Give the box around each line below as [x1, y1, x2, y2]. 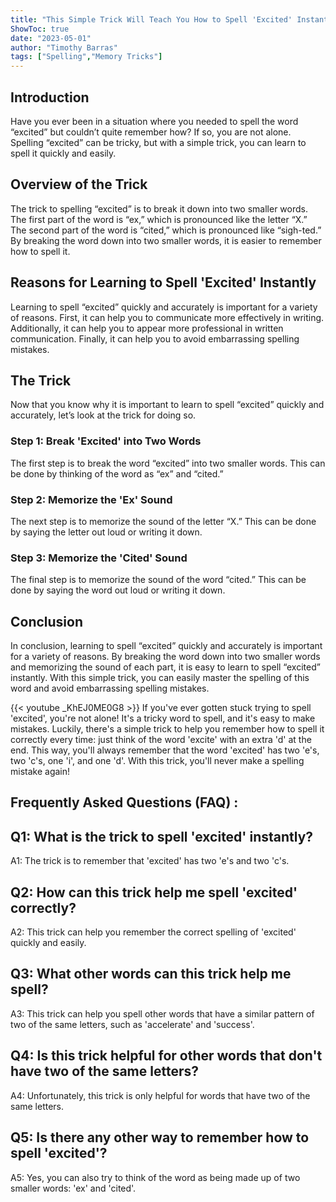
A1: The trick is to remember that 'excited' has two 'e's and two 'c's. [10, 855, 290, 867]
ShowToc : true [10, 24, 70, 34]
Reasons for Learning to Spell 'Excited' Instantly [10, 274, 317, 291]
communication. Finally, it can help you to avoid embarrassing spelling [10, 332, 300, 345]
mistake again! [10, 766, 71, 778]
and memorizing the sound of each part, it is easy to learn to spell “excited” [10, 661, 321, 673]
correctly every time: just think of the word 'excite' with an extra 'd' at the [10, 734, 312, 746]
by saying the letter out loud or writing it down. [10, 526, 203, 538]
